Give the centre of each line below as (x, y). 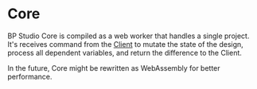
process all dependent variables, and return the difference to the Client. (125, 52)
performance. (30, 76)
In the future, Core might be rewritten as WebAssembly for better (114, 68)
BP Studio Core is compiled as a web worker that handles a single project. (128, 36)
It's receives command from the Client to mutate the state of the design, (125, 44)
